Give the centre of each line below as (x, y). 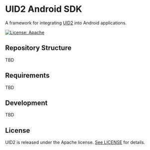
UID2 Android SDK (44, 9)
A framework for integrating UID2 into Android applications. (66, 23)
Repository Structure (38, 48)
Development (27, 103)
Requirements (27, 75)
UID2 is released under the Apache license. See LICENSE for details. (75, 143)
